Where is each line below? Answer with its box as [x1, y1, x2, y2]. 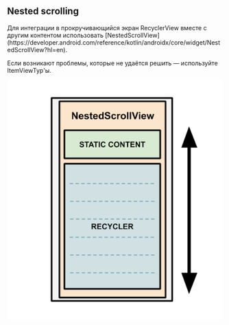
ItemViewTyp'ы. [7, 66, 51, 74]
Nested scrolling [7, 5, 79, 17]
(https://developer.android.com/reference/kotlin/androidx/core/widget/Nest [7, 38, 221, 47]
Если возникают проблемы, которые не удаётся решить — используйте [7, 58, 218, 67]
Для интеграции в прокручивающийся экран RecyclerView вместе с [7, 23, 207, 32]
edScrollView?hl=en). [7, 45, 68, 54]
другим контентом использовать [7, 31, 104, 39]
